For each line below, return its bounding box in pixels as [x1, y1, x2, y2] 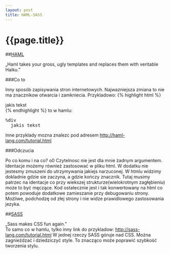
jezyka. [5, 201, 20, 207]
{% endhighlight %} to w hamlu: [5, 107, 73, 113]
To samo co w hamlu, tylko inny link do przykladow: [5, 226, 114, 232]
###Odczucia [5, 147, 34, 154]
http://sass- [115, 226, 140, 232]
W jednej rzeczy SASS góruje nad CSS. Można [53, 232, 151, 238]
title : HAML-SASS [5, 12, 42, 17]
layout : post [5, 7, 33, 13]
